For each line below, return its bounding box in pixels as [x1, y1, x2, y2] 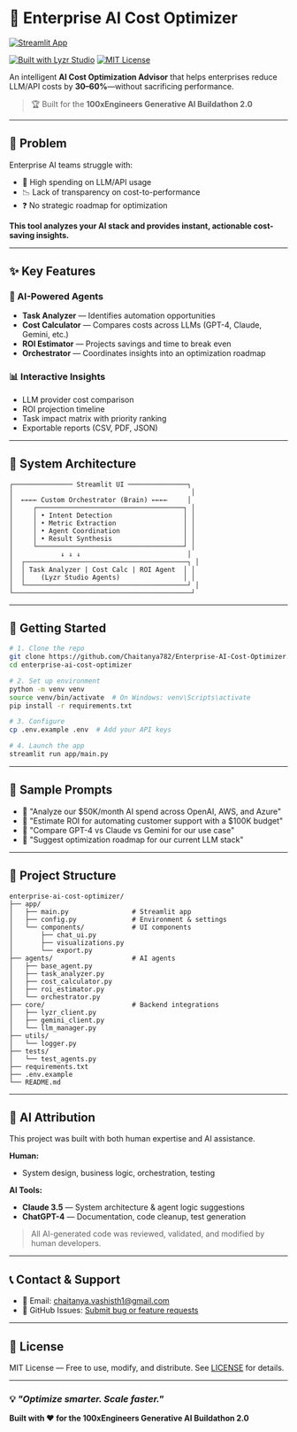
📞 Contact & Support [9, 1272, 121, 1287]
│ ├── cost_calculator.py [9, 977, 113, 986]
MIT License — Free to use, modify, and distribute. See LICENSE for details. [9, 1363, 285, 1374]
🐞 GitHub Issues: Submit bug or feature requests [21, 1305, 199, 1316]
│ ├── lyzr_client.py [9, 1008, 97, 1017]
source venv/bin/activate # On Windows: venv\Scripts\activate [9, 693, 251, 702]
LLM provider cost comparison [21, 394, 134, 405]
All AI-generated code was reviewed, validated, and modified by [30, 1228, 265, 1239]
